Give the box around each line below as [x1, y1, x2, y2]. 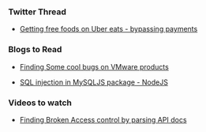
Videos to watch [8, 97, 73, 108]
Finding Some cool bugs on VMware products [19, 62, 170, 71]
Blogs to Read [8, 44, 62, 55]
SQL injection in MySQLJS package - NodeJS [19, 77, 168, 87]
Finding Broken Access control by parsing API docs [19, 115, 187, 124]
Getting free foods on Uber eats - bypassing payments [19, 25, 198, 34]
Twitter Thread [8, 6, 67, 17]
